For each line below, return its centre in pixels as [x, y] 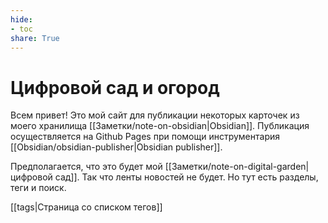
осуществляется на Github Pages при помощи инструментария [145, 137]
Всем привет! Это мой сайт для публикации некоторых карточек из [155, 115]
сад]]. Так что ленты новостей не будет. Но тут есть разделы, [186, 177]
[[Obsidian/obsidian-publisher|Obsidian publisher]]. [116, 147]
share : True [35, 38]
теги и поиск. [38, 188]
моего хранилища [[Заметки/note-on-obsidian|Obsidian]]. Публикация [160, 126]
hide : [21, 19]
